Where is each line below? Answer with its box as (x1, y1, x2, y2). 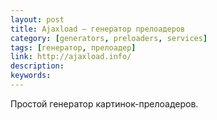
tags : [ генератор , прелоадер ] (10, 42, 137, 53)
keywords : (10, 71, 52, 81)
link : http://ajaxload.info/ (10, 52, 132, 62)
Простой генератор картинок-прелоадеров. (10, 97, 199, 110)
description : (10, 61, 65, 71)
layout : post (10, 14, 65, 25)
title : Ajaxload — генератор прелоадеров (10, 24, 186, 34)
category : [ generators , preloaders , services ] (10, 33, 208, 43)
